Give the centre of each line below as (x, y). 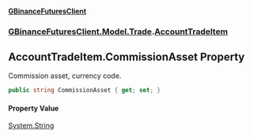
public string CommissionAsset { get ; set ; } (84, 91)
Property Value (34, 108)
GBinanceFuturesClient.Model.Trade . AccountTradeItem (118, 32)
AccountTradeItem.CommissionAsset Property (126, 56)
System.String (31, 125)
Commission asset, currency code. (65, 76)
